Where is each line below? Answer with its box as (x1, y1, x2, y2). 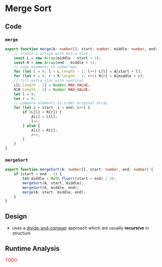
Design (5, 212, 27, 220)
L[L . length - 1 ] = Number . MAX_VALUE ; (14, 83, 90, 87)
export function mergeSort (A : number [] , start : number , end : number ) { (5, 167, 153, 172)
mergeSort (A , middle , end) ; (22, 185, 79, 190)
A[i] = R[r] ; (31, 128, 57, 133)
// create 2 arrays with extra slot (14, 51, 89, 56)
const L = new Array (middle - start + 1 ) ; (14, 55, 101, 61)
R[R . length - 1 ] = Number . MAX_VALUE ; (14, 87, 90, 92)
